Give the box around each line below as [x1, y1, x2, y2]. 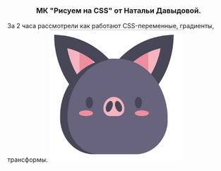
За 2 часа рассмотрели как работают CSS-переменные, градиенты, [7, 22, 214, 30]
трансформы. [7, 155, 48, 164]
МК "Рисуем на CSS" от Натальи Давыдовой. [36, 6, 201, 16]
